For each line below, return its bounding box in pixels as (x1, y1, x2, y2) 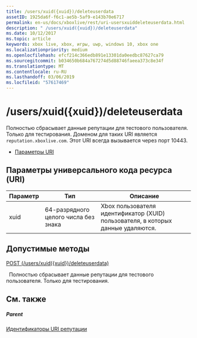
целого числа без (45, 213, 95, 221)
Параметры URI (14, 148, 55, 155)
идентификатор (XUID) (100, 209, 165, 217)
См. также (6, 294, 47, 304)
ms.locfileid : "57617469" (6, 80, 69, 86)
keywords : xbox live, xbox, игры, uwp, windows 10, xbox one (6, 42, 159, 48)
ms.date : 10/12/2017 (6, 31, 57, 36)
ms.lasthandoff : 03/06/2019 (6, 74, 75, 80)
